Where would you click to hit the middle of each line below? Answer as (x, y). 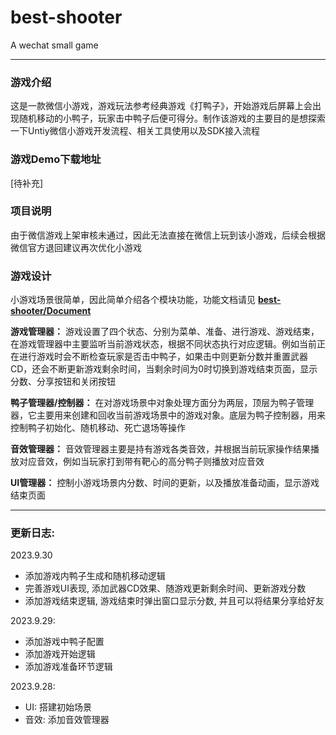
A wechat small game (54, 45)
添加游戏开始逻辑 (60, 654)
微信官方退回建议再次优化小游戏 (76, 247)
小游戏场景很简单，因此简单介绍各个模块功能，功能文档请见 (133, 300)
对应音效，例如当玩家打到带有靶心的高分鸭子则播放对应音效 (141, 462)
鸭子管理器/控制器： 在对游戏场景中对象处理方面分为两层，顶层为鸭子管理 (162, 403)
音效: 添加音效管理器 (67, 720)
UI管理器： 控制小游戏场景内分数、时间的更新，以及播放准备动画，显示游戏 (165, 483)
